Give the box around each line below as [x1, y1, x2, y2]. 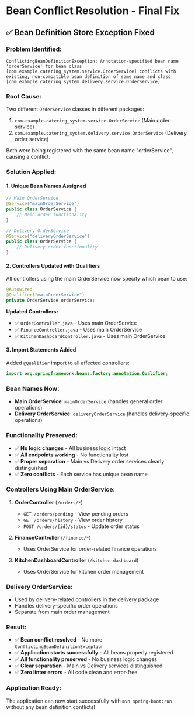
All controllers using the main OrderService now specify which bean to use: [6, 275, 188, 282]
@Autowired [6, 287, 33, 292]
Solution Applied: [6, 168, 57, 176]
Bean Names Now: [6, 384, 60, 393]
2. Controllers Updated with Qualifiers [6, 262, 100, 269]
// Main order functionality [16, 212, 88, 217]
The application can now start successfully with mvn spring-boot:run [6, 697, 172, 704]
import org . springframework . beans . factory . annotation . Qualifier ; [6, 371, 168, 377]
